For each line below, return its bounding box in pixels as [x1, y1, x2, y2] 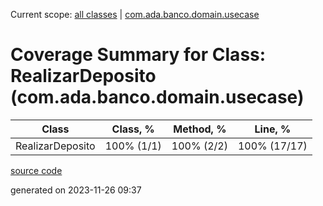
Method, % [173, 122, 227, 136]
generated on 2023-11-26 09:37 [10, 184, 142, 196]
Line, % [254, 122, 292, 136]
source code [10, 164, 63, 176]
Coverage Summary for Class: [10, 44, 267, 66]
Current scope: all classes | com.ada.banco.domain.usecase [10, 9, 260, 20]
